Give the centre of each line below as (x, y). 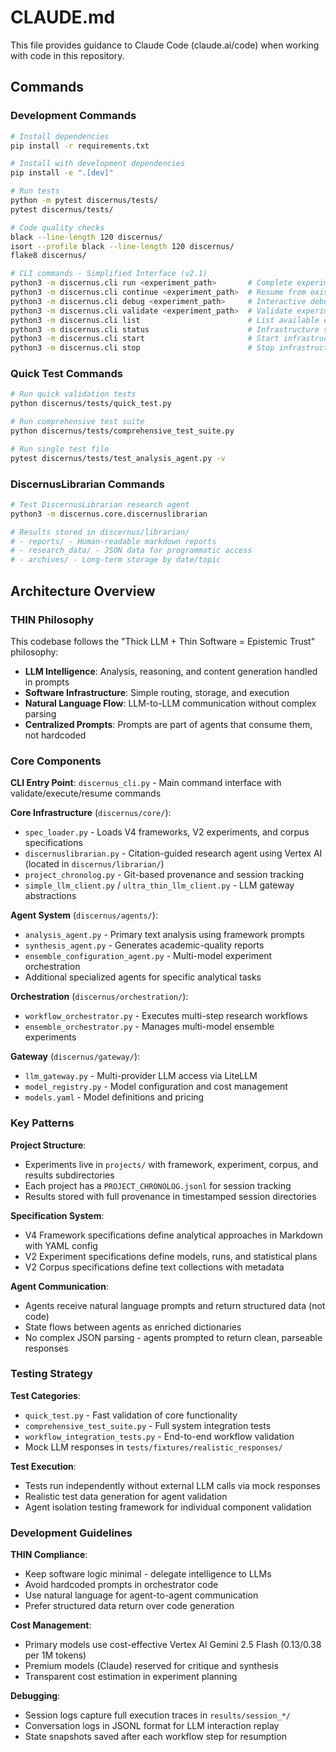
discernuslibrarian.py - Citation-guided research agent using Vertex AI (173, 853)
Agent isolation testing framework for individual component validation (168, 1507)
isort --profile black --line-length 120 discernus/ (122, 246)
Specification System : (57, 1215)
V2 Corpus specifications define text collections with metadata (154, 1267)
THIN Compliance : (49, 1555)
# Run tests (35, 191)
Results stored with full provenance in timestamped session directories (170, 1196)
